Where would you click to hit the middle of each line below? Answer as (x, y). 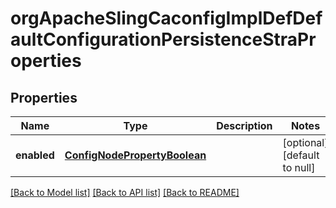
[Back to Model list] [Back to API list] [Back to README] (125, 192)
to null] (299, 167)
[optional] (305, 142)
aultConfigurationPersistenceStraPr (163, 39)
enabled (35, 155)
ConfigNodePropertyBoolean (135, 155)
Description (244, 125)
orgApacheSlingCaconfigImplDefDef (166, 18)
